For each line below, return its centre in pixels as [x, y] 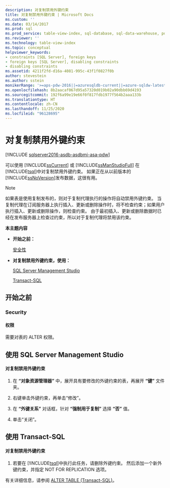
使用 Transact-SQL [35, 437]
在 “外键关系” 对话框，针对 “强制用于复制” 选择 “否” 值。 [72, 408]
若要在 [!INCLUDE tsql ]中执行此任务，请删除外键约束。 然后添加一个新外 [87, 463]
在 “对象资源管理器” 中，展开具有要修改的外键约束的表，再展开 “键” [83, 381]
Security [16, 312]
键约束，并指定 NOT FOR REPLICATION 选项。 [61, 469]
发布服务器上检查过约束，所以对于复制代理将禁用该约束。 [74, 217]
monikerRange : [20, 85]
